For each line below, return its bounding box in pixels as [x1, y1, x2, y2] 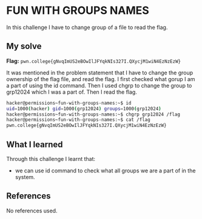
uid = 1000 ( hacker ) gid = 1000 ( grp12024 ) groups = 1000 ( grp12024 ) [6, 105, 162, 112]
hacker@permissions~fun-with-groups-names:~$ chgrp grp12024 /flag [6, 111, 181, 117]
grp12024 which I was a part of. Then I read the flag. [6, 88, 138, 96]
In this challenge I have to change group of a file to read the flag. [6, 24, 168, 31]
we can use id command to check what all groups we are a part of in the [15, 167, 196, 174]
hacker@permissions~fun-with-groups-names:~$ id [6, 100, 132, 106]
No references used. [6, 207, 58, 214]
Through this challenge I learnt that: [6, 155, 96, 162]
